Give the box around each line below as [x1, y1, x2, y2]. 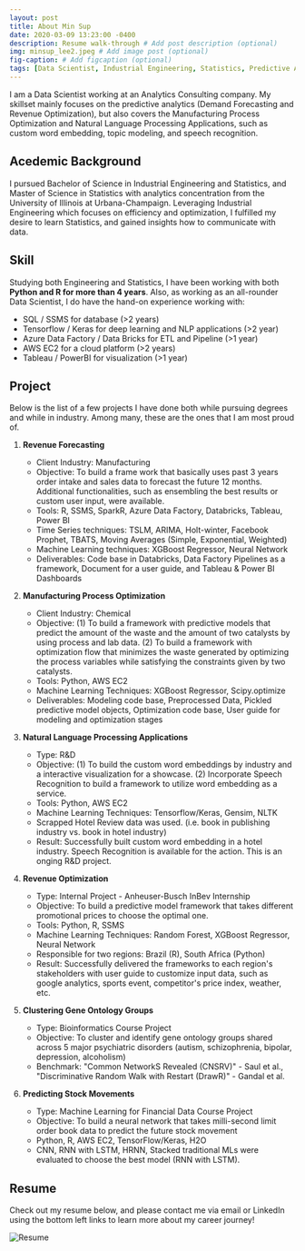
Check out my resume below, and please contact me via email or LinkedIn [9, 1205, 285, 1216]
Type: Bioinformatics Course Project [35, 1023, 172, 1034]
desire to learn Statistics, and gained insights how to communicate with [9, 216, 277, 227]
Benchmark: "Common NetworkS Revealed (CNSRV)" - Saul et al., [35, 1061, 284, 1072]
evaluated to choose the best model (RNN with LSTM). [35, 1155, 241, 1166]
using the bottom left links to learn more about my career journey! [9, 1215, 255, 1226]
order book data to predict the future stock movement [35, 1126, 238, 1137]
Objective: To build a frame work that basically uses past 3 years [35, 467, 279, 478]
